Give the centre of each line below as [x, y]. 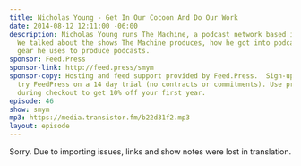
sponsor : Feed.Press [48, 59]
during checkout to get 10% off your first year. [112, 92]
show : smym [30, 109]
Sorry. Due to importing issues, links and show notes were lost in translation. [150, 152]
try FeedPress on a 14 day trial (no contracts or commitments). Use [150, 84]
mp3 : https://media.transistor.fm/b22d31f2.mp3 [100, 118]
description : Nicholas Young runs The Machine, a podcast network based [148, 34]
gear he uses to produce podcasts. [84, 51]
